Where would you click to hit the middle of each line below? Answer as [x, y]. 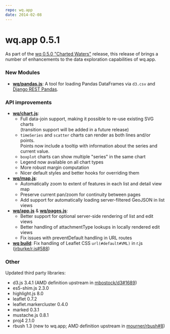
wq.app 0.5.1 [32, 40]
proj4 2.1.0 [23, 321]
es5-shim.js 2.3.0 [31, 288]
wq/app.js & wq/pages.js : [40, 211]
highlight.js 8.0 [28, 294]
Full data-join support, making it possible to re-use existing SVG [87, 119]
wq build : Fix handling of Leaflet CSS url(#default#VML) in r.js [78, 243]
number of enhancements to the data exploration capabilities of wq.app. [81, 60]
